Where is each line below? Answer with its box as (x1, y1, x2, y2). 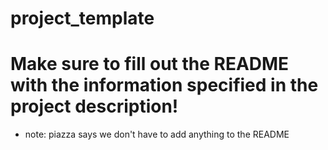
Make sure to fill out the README (10, 53, 290, 76)
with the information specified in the (10, 74, 319, 97)
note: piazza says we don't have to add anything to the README (24, 128, 290, 141)
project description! (10, 95, 179, 118)
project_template (10, 7, 155, 30)
